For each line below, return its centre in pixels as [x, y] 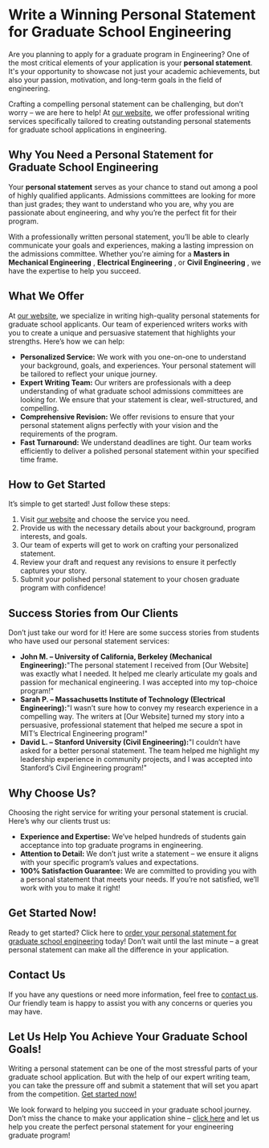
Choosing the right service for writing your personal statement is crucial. [128, 813]
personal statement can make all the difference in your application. [118, 949]
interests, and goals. [53, 537]
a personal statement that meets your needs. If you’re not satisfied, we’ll [139, 879]
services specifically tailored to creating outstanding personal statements [130, 121]
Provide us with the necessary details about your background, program [138, 528]
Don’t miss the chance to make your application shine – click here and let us [134, 1118]
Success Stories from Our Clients [94, 613]
